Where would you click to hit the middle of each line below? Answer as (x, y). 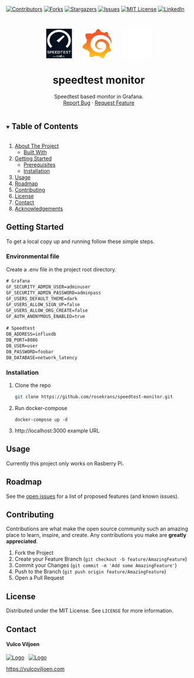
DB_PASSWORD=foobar (30, 352)
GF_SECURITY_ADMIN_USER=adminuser (48, 287)
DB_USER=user (22, 346)
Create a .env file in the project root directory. (61, 269)
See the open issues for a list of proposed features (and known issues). (93, 496)
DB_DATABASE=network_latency (42, 358)
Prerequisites (39, 165)
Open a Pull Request (39, 578)
